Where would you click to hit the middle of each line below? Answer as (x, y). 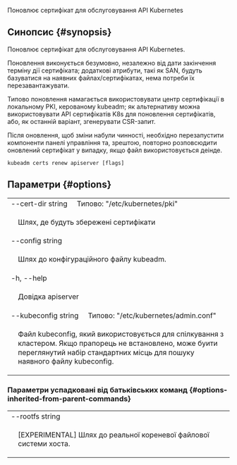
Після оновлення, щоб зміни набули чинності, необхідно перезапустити (116, 135)
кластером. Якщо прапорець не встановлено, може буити (118, 343)
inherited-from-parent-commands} (69, 399)
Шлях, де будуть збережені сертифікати (87, 222)
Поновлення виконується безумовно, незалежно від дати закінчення (112, 63)
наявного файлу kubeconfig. (66, 361)
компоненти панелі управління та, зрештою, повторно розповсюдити (112, 142)
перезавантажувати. (38, 85)
